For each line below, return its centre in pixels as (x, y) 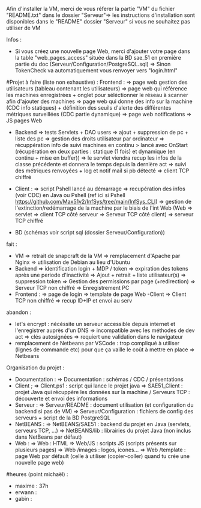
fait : (12, 244)
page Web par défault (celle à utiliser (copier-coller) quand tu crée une (102, 456)
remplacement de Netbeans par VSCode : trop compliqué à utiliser (97, 343)
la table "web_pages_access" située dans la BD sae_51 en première (98, 58)
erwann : (26, 492)
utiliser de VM (23, 28)
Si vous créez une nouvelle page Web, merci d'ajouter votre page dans (103, 51)
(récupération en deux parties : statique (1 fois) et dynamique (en (95, 151)
